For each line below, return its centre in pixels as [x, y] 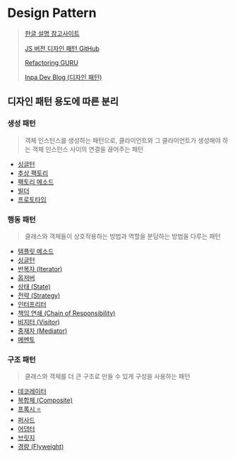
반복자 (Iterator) [40, 269]
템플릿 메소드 [36, 251]
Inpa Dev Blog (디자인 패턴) [63, 77]
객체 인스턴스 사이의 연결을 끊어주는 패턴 [88, 149]
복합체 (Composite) [45, 400]
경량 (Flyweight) [41, 447]
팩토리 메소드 [36, 182]
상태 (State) [34, 286]
